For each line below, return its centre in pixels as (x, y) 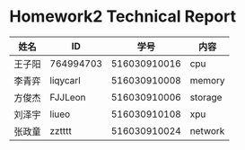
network (207, 130)
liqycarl (65, 80)
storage (206, 97)
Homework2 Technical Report (122, 17)
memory (208, 80)
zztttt (61, 130)
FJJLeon (68, 97)
